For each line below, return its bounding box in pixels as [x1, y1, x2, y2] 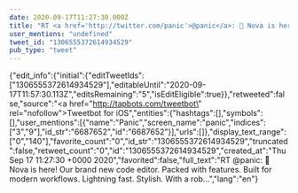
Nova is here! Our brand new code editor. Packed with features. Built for [9, 165, 272, 175]
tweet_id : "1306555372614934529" [9, 37, 133, 47]
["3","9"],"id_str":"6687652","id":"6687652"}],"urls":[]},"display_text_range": [9, 127, 286, 137]
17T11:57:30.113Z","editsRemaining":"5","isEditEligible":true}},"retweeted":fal [9, 89, 286, 100]
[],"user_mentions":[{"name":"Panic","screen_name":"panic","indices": [9, 117, 266, 128]
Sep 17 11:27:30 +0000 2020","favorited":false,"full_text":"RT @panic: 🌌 [9, 155, 271, 166]
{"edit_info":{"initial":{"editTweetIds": [9, 70, 145, 81]
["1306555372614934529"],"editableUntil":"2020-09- [9, 80, 207, 90]
